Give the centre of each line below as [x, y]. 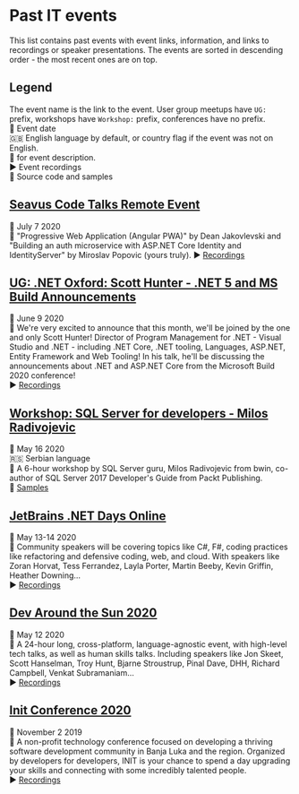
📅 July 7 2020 [35, 226]
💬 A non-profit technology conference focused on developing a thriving [141, 741]
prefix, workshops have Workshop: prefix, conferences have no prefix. [137, 118]
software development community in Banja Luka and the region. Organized [147, 751]
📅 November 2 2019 [46, 732]
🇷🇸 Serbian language [50, 459]
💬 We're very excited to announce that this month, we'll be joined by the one [150, 328]
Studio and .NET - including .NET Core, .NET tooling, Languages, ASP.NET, [148, 347]
